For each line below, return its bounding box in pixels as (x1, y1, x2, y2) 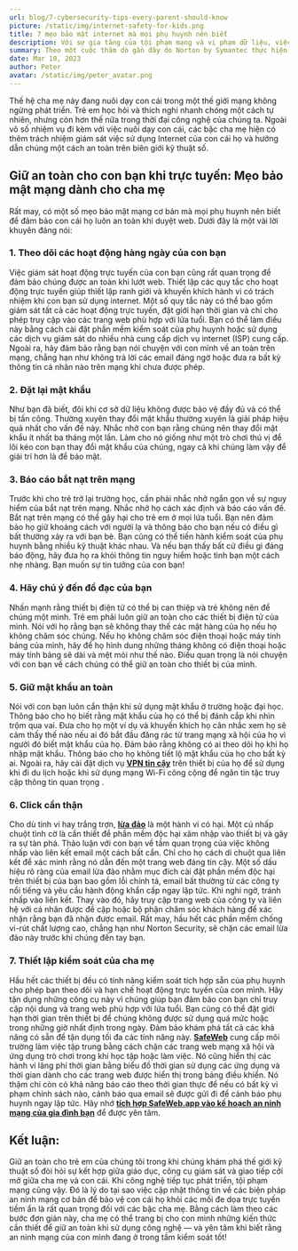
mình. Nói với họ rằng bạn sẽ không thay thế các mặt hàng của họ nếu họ (9, 621, 278, 631)
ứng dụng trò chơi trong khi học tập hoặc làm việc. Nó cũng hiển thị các (9, 1050, 272, 1061)
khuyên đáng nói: (9, 224, 73, 236)
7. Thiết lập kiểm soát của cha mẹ (9, 955, 155, 967)
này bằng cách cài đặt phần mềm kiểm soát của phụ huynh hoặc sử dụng (9, 324, 278, 334)
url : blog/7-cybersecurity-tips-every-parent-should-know (9, 12, 228, 22)
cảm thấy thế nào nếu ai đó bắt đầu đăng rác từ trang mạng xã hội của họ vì (9, 730, 286, 741)
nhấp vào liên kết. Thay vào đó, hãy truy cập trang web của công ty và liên (9, 894, 282, 905)
